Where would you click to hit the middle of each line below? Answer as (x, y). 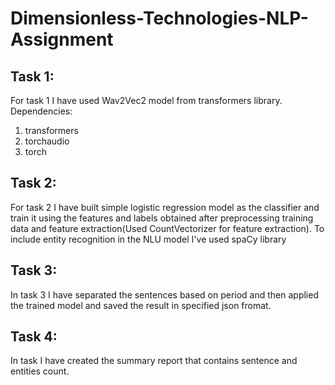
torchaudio (47, 141)
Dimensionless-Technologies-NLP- (159, 18)
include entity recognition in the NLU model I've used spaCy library (148, 239)
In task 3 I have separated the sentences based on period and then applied (164, 294)
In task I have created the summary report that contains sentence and (154, 361)
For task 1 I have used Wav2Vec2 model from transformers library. (146, 100)
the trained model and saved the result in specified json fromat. (141, 305)
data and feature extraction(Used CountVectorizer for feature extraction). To (167, 228)
